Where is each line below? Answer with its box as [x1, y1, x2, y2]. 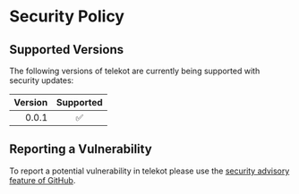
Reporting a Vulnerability [9, 141, 152, 157]
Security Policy [9, 6, 125, 27]
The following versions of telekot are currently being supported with [9, 65, 261, 76]
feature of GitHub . [9, 174, 76, 185]
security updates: [9, 75, 74, 86]
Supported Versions [9, 42, 124, 57]
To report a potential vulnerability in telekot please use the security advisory [9, 165, 290, 176]
